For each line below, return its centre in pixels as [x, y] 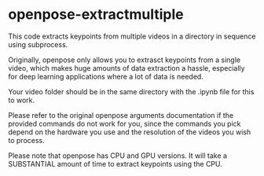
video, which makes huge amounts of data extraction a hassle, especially [126, 68]
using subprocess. [38, 44]
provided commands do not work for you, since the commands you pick [125, 123]
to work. [22, 100]
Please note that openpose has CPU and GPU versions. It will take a [118, 156]
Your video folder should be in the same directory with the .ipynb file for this [131, 91]
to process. [26, 140]
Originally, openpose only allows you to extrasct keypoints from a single [125, 60]
